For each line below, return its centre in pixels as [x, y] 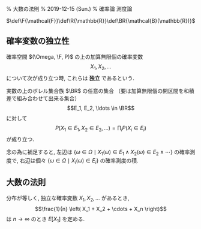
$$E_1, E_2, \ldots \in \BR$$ [101, 108]
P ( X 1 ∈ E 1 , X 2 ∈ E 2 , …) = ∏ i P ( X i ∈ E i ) [101, 129]
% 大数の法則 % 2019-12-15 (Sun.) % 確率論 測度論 [69, 9]
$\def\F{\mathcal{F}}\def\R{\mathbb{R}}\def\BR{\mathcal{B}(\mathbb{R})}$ [101, 21]
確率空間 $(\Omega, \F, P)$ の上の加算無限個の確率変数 [75, 56]
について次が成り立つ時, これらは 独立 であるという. [70, 78]
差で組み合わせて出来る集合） [43, 98]
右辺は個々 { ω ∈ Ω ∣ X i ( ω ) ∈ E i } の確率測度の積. [79, 161]
